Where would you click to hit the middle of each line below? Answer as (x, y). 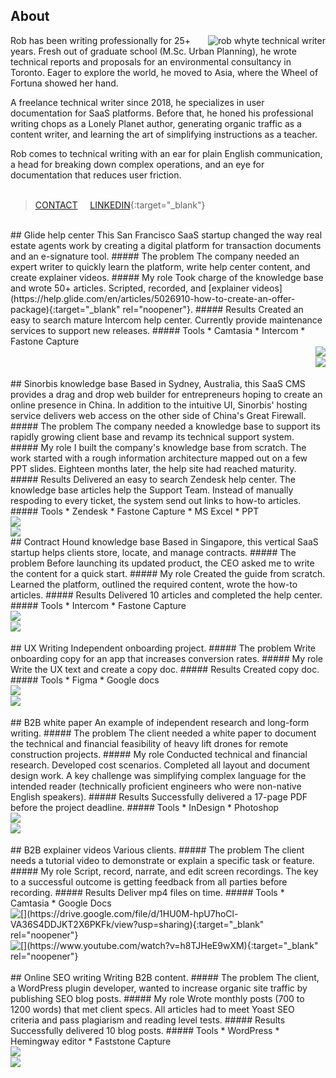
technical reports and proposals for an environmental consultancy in (151, 61)
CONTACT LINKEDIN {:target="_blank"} (120, 205)
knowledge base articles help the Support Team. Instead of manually (152, 490)
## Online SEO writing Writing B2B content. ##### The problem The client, (165, 977)
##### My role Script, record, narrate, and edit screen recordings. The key (164, 871)
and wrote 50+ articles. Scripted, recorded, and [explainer (130, 288)
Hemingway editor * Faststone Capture (91, 1041)
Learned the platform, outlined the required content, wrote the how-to (154, 584)
